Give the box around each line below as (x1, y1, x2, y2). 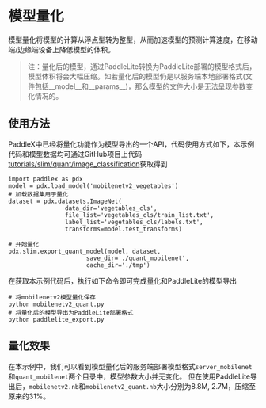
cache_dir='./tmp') (85, 261, 150, 269)
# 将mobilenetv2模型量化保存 (8, 293, 97, 301)
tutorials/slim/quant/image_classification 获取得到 (8, 159, 168, 169)
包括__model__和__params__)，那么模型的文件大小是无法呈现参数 (34, 81, 247, 91)
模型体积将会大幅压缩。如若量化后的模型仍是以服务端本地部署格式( (27, 71, 245, 81)
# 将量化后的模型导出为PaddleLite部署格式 (8, 308, 134, 317)
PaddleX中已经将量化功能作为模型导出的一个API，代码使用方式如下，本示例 (8, 139, 255, 149)
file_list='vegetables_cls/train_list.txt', (64, 211, 215, 219)
